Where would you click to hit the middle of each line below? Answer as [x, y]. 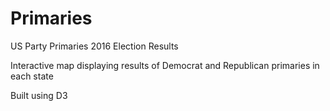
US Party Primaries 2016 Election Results [94, 46]
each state [32, 76]
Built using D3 [39, 95]
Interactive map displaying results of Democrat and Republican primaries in [165, 65]
